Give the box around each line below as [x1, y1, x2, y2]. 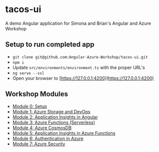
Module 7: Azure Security [12, 140, 65, 147]
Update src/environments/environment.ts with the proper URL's [12, 64, 145, 70]
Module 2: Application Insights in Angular [12, 114, 98, 120]
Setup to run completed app [5, 40, 95, 49]
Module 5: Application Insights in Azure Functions [12, 130, 116, 136]
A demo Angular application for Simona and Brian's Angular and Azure [5, 20, 151, 26]
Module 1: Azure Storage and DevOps [12, 109, 91, 115]
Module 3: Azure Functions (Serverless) [12, 119, 96, 125]
